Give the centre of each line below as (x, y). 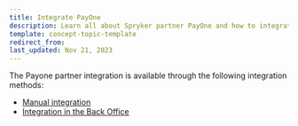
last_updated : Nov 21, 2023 (61, 51)
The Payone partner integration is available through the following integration (148, 75)
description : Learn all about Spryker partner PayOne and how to (132, 26)
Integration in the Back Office (75, 112)
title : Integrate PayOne (55, 17)
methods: (27, 85)
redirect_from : (37, 42)
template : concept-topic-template (73, 34)
